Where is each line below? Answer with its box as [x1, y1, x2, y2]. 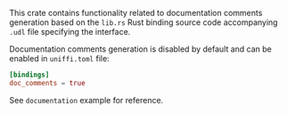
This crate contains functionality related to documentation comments [9, 8, 263, 18]
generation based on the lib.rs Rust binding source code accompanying [9, 17, 278, 28]
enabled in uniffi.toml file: [9, 53, 110, 63]
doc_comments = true [9, 78, 86, 87]
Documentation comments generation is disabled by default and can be [9, 44, 272, 54]
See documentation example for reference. [9, 94, 164, 105]
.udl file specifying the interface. [9, 27, 131, 37]
